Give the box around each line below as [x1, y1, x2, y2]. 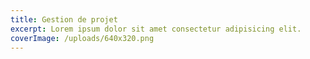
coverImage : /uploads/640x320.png [10, 33, 155, 43]
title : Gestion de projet [10, 14, 118, 25]
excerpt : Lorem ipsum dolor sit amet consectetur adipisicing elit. [10, 24, 302, 34]
